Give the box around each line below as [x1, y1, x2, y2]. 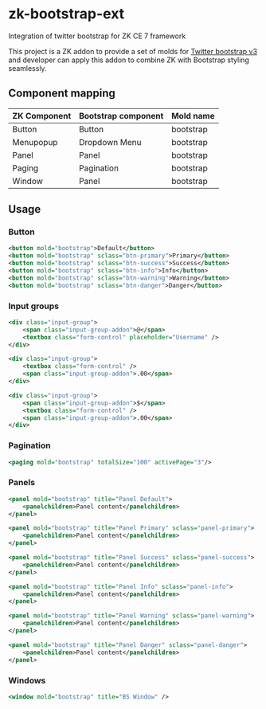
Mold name [170, 110, 215, 121]
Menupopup [12, 136, 58, 147]
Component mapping [8, 87, 115, 100]
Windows [8, 675, 46, 686]
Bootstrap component [78, 110, 164, 121]
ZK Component [12, 110, 72, 121]
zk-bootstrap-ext [8, 5, 125, 23]
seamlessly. [8, 63, 47, 72]
